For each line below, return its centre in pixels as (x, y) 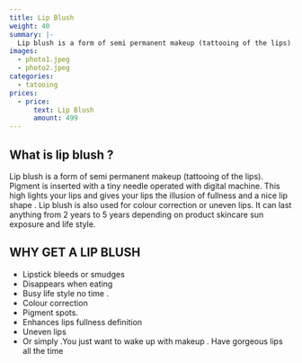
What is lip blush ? (62, 154)
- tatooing (38, 85)
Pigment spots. (50, 313)
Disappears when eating (67, 284)
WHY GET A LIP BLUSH (75, 253)
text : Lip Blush (63, 110)
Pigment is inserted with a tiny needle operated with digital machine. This (145, 186)
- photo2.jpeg (44, 68)
